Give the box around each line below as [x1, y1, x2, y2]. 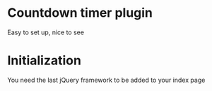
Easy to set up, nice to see [7, 28, 85, 36]
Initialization [7, 52, 81, 69]
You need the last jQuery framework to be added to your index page [7, 76, 206, 84]
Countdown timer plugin [7, 5, 153, 21]
